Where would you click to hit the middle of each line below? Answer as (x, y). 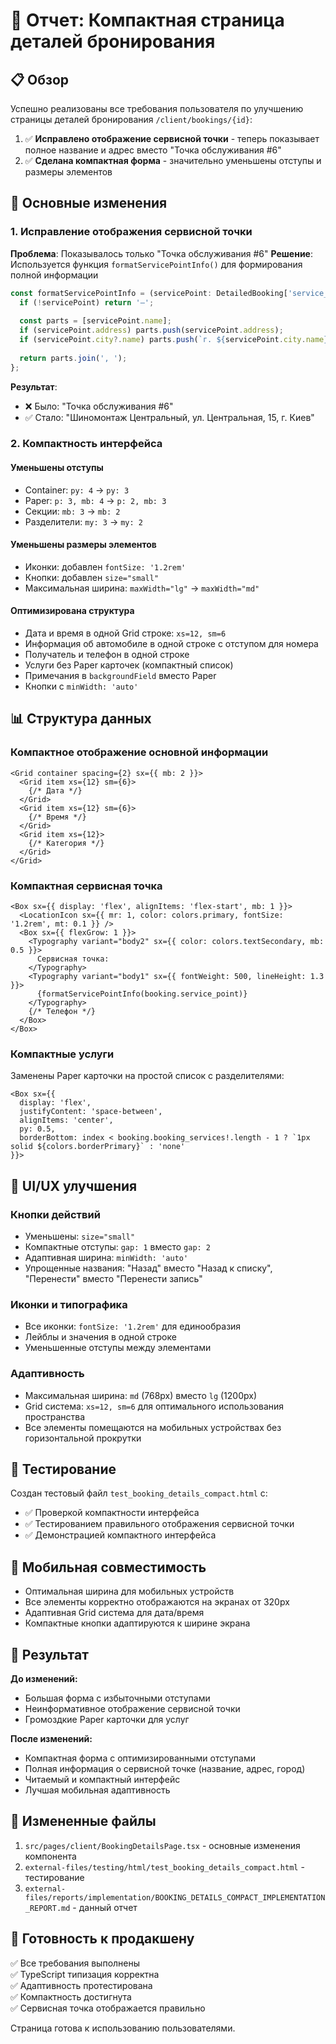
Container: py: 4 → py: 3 (77, 490)
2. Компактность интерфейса (86, 444)
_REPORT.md (47, 1908)
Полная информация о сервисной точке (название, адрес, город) (165, 1769)
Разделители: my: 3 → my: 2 (83, 521)
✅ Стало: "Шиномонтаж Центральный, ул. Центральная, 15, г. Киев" (169, 417)
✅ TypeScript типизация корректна (85, 1974)
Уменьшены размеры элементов (83, 545)
